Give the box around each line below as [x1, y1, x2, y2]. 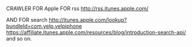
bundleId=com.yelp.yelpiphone [6, 23, 82, 29]
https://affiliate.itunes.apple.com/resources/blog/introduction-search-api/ [6, 29, 186, 36]
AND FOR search [6, 16, 48, 23]
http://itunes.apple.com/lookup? [48, 16, 127, 23]
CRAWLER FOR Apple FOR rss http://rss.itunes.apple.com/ [6, 5, 149, 12]
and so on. [6, 35, 33, 42]
